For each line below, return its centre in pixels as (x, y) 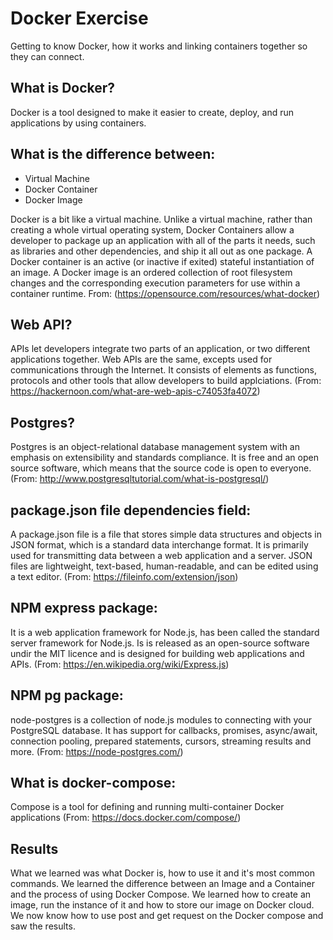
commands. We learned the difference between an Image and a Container (163, 884)
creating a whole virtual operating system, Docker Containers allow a (152, 229)
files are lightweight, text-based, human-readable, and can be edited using (164, 566)
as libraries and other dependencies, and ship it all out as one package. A (161, 251)
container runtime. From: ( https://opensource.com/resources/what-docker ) (165, 293)
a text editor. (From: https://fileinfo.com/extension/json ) (124, 576)
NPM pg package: (67, 695)
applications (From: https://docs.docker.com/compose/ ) (126, 818)
